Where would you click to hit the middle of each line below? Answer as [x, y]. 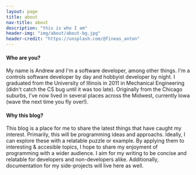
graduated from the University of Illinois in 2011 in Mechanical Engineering [95, 83]
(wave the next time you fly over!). [47, 102]
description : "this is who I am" [47, 28]
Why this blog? [25, 115]
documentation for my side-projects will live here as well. [75, 166]
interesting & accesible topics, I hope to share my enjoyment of [82, 147]
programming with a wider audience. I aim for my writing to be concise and [97, 153]
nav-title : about [27, 22]
